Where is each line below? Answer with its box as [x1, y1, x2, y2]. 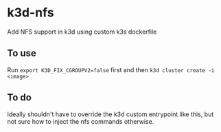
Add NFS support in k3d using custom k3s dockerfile [7, 27, 157, 36]
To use [7, 47, 36, 59]
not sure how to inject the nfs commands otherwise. [7, 117, 154, 125]
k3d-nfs [7, 5, 54, 21]
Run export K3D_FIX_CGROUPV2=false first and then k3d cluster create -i [7, 65, 215, 74]
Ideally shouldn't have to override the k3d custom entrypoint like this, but [7, 110, 214, 118]
